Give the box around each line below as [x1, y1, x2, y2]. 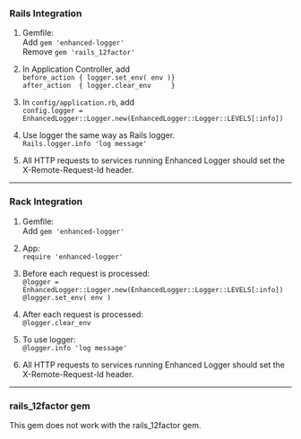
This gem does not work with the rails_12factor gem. [9, 419, 202, 430]
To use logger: [21, 334, 76, 345]
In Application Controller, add [21, 64, 131, 74]
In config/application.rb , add [21, 97, 135, 108]
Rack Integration [9, 195, 83, 208]
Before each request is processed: [21, 268, 150, 279]
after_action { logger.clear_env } [21, 82, 176, 90]
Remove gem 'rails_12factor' [21, 47, 136, 57]
